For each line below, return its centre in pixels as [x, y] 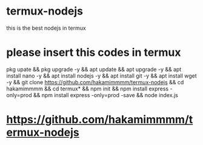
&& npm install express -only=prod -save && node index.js [106, 95]
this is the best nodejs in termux [46, 28]
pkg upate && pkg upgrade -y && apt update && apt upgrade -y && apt [94, 69]
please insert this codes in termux [94, 52]
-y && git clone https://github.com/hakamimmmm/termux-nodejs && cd [95, 82]
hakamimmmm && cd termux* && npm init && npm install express [87, 89]
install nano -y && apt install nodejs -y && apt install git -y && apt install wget [101, 76]
